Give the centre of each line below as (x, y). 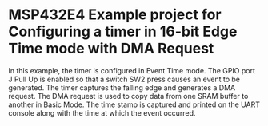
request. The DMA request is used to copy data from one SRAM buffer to (128, 96)
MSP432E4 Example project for (115, 15)
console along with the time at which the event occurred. (102, 112)
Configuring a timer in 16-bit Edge (123, 31)
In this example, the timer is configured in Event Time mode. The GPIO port (132, 70)
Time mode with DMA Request (111, 49)
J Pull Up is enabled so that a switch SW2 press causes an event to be (124, 79)
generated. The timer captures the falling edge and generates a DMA (122, 87)
